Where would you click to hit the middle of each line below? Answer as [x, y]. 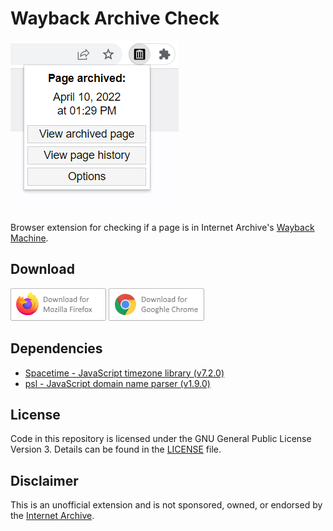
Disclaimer [44, 480]
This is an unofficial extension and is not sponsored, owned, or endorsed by [166, 505]
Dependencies [56, 348]
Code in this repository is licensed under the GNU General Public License [161, 439]
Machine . [29, 238]
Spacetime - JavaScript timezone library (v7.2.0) [124, 373]
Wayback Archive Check [115, 18]
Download [42, 269]
